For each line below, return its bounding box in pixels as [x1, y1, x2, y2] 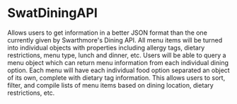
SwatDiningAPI [7, 5, 98, 21]
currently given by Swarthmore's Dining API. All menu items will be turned [7, 35, 223, 44]
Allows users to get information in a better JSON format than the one [7, 28, 207, 37]
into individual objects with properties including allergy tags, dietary [7, 43, 205, 52]
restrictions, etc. [7, 88, 55, 97]
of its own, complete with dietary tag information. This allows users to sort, [7, 73, 226, 82]
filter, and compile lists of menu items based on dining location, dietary [7, 81, 214, 89]
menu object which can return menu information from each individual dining [7, 58, 229, 67]
